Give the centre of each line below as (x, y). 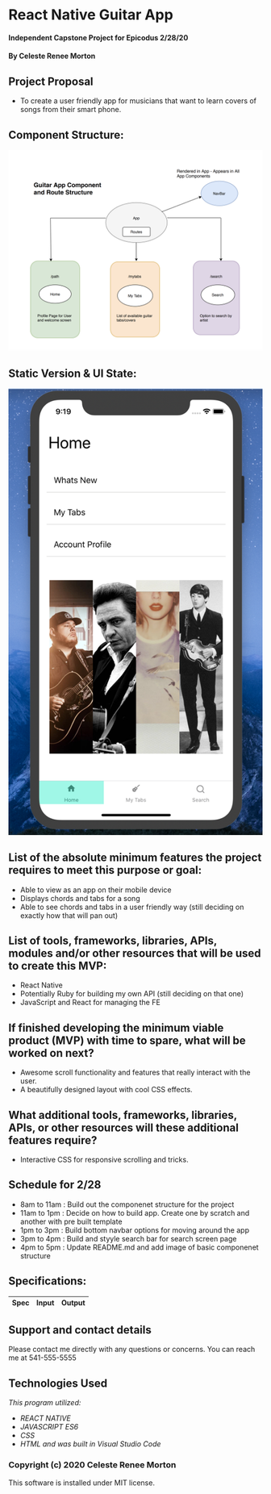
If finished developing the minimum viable (116, 1027)
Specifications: (48, 1281)
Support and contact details (80, 1330)
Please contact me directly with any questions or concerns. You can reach (132, 1350)
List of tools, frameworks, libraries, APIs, (113, 940)
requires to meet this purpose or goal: (105, 870)
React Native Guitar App (91, 15)
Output (73, 1303)
